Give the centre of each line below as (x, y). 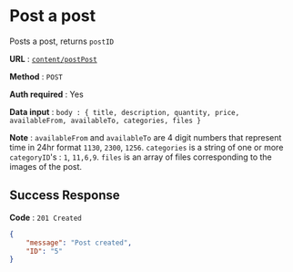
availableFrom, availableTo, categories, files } (106, 120)
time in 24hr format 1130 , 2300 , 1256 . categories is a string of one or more (146, 147)
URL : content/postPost (53, 58)
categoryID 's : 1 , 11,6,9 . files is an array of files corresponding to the (141, 157)
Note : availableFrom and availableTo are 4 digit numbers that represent (146, 137)
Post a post (53, 16)
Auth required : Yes (46, 94)
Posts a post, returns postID (62, 41)
